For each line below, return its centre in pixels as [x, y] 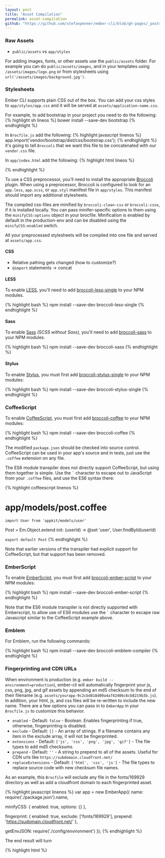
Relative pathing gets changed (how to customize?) [64, 263]
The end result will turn [28, 840]
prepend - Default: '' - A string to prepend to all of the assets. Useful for [85, 752]
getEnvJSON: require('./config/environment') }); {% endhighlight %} [74, 831]
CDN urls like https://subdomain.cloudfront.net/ [62, 757]
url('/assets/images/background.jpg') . [45, 76]
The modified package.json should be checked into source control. [72, 447]
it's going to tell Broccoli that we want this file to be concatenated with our [81, 145]
